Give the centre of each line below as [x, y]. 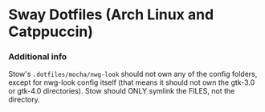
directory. [24, 100]
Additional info [38, 57]
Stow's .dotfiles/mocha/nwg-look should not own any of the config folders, [133, 74]
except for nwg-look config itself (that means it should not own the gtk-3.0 [132, 82]
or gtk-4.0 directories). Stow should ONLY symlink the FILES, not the [122, 91]
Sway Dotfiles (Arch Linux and [111, 15]
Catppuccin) [51, 32]
